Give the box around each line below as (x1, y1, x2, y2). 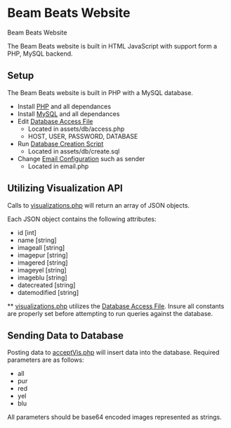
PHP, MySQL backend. (7, 49, 73, 58)
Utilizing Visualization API (7, 182, 123, 194)
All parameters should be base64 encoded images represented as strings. (7, 413, 223, 422)
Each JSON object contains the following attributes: (7, 215, 157, 223)
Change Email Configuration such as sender (17, 154, 145, 163)
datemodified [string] (17, 288, 79, 296)
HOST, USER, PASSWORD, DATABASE (27, 132, 138, 140)
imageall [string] (17, 243, 65, 251)
